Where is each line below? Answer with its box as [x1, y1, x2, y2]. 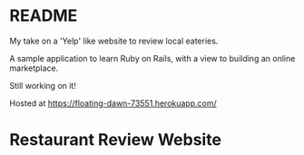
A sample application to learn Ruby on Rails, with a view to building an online [9, 53, 296, 63]
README [9, 5, 78, 26]
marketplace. [9, 63, 59, 73]
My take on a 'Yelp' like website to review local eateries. [9, 35, 219, 46]
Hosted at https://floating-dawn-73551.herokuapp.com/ [9, 97, 217, 109]
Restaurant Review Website [9, 130, 222, 150]
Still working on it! [9, 80, 77, 91]
